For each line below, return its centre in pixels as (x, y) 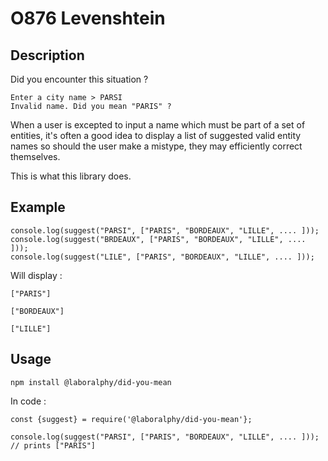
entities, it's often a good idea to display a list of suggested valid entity (156, 135)
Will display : (36, 275)
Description (47, 55)
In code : (28, 401)
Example (38, 207)
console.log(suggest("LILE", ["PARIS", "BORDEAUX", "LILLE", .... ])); (162, 257)
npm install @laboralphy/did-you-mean (91, 382)
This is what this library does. (71, 176)
